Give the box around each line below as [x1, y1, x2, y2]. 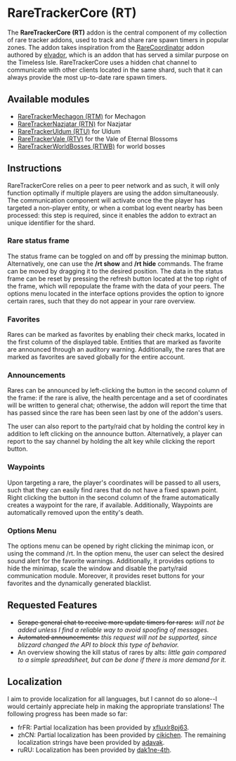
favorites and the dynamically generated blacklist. [7, 579, 152, 588]
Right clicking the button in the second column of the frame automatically [7, 493, 220, 501]
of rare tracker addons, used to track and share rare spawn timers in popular [7, 35, 229, 44]
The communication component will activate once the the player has [7, 196, 206, 205]
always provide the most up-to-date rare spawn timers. [7, 72, 167, 82]
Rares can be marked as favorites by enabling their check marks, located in [7, 331, 225, 339]
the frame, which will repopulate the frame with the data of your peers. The [7, 281, 225, 290]
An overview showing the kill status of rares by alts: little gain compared [17, 648, 227, 656]
